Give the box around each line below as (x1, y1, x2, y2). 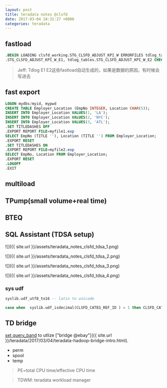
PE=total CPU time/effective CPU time (17, 367, 95, 373)
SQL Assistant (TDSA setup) (5, 230, 94, 239)
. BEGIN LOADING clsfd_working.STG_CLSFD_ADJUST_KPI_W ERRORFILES (5, 53, 143, 58)
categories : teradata (5, 21, 50, 26)
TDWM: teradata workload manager (17, 377, 91, 383)
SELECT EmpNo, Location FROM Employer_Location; (5, 152, 108, 157)
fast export (5, 88, 40, 97)
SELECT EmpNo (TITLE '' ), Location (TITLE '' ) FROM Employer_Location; (5, 133, 157, 138)
